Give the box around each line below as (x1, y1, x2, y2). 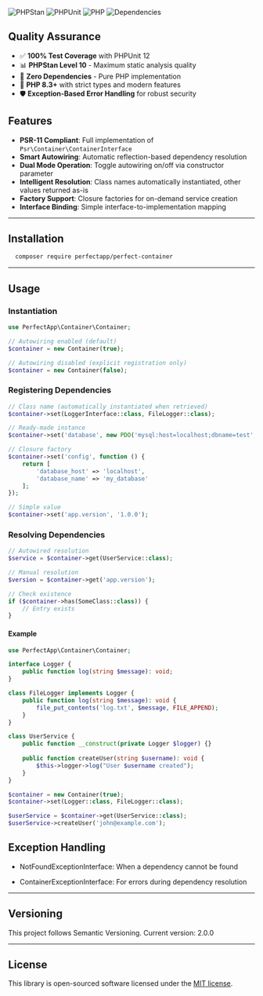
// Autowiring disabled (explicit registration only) (8, 359, 188, 367)
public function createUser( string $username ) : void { (22, 754, 205, 763)
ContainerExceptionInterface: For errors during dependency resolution (19, 877, 247, 886)
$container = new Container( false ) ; (8, 366, 128, 374)
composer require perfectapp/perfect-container (15, 253, 174, 261)
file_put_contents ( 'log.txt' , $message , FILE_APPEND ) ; (36, 703, 219, 712)
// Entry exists (22, 604, 76, 612)
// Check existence (8, 589, 72, 598)
